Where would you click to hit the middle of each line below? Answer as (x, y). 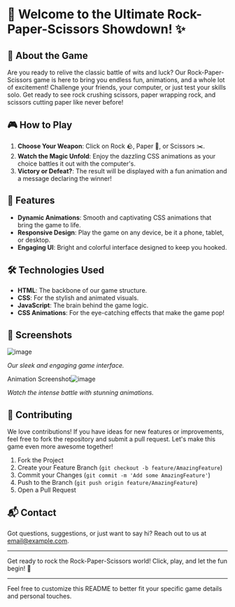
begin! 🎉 (19, 568)
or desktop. (34, 240)
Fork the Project (41, 460)
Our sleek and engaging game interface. (66, 366)
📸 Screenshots (40, 335)
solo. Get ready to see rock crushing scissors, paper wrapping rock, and (111, 95)
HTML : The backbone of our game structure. (82, 291)
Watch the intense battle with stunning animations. (80, 393)
